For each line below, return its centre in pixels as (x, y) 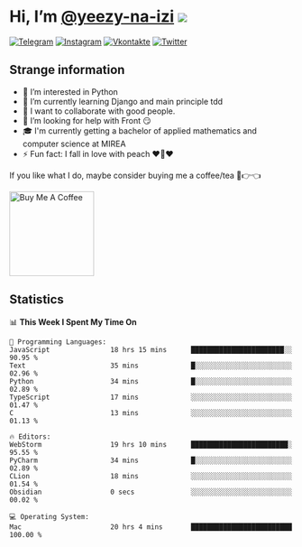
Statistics (37, 300)
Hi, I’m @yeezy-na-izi (92, 17)
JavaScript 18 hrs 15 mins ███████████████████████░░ (151, 349)
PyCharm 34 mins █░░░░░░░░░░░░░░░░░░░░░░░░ (151, 460)
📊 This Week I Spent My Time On (73, 321)
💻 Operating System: (50, 516)
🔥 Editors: (30, 436)
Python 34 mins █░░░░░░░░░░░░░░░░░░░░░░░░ (151, 381)
